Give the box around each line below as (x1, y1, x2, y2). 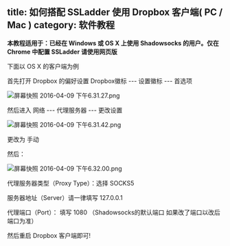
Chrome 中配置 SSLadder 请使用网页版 (7, 47, 118, 56)
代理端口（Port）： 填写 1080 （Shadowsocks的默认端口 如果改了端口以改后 (7, 208, 221, 216)
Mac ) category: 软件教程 (7, 19, 115, 31)
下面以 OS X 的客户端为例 (7, 62, 80, 70)
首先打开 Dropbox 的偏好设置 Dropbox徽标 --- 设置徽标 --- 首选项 (7, 76, 193, 85)
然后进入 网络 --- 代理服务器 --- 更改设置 (7, 106, 123, 114)
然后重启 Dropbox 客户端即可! (7, 231, 91, 239)
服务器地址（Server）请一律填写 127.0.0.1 (7, 193, 123, 201)
